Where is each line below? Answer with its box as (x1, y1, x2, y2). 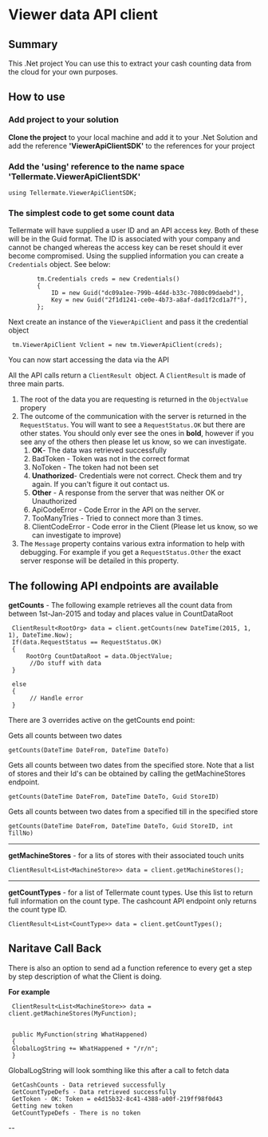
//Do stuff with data (29, 660, 102, 668)
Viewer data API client (8, 6, 158, 24)
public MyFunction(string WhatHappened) (11, 1030, 148, 1039)
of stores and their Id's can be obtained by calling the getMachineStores (8, 769, 246, 779)
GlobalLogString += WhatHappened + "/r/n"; (11, 1044, 159, 1052)
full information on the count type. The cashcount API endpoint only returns (8, 896, 257, 906)
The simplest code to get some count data (8, 207, 175, 218)
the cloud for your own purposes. (8, 67, 118, 77)
